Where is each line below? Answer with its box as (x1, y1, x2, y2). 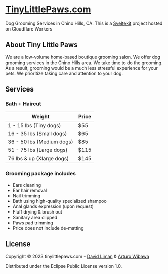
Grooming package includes (5, 170, 76, 177)
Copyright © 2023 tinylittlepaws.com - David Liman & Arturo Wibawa (5, 253, 149, 259)
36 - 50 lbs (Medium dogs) (8, 138, 73, 145)
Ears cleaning (12, 181, 41, 188)
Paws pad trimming (12, 220, 53, 226)
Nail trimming (12, 192, 41, 199)
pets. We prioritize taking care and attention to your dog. (5, 70, 123, 76)
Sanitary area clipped (12, 214, 57, 220)
